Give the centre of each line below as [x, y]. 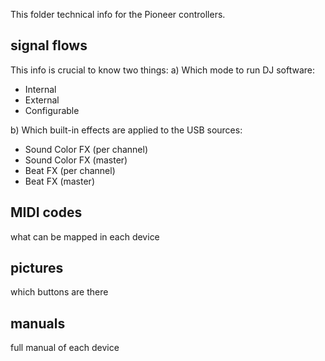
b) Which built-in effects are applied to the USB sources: [126, 130]
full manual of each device [65, 348]
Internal [40, 89]
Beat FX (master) [59, 181]
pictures [37, 268]
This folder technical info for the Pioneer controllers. [118, 14]
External [42, 100]
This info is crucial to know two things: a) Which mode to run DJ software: [162, 70]
